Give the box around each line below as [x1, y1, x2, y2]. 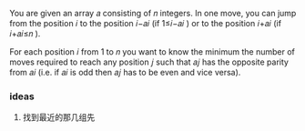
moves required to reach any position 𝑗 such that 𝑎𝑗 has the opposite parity [9, 56, 290, 67]
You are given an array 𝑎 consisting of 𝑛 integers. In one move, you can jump [9, 8, 297, 18]
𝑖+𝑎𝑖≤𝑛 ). [9, 28, 41, 39]
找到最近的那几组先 [22, 112, 96, 123]
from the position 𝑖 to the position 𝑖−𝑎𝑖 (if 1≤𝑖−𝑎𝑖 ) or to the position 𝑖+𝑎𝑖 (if [9, 18, 282, 28]
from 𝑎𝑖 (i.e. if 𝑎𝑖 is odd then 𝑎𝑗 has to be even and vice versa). [9, 67, 241, 77]
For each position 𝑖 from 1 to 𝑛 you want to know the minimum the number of [9, 46, 296, 57]
